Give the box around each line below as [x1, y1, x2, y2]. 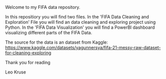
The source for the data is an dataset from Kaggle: [5, 39, 108, 45]
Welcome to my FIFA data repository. [5, 4, 81, 10]
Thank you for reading [5, 60, 51, 65]
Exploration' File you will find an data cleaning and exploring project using [5, 19, 156, 25]
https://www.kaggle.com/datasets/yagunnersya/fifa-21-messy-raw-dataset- [5, 45, 161, 50]
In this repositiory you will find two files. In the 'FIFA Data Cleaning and [5, 14, 150, 19]
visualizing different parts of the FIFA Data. [5, 30, 93, 35]
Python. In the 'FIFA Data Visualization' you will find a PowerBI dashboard [5, 24, 155, 30]
